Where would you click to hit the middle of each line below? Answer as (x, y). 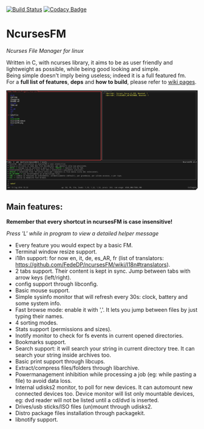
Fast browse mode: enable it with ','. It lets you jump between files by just (106, 309)
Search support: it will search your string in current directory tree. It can (105, 348)
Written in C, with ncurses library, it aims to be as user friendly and (90, 62)
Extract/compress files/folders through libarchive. (77, 368)
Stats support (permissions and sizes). (63, 329)
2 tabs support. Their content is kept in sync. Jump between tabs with (103, 271)
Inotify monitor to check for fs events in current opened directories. (99, 335)
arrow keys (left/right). (43, 277)
